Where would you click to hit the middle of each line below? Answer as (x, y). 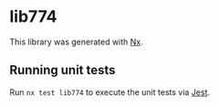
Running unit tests (63, 70)
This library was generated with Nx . (76, 42)
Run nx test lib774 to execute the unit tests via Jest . (110, 92)
